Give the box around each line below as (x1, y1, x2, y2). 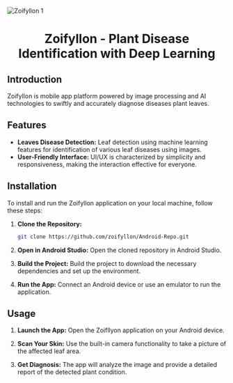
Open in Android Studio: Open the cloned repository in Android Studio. (17, 246, 222, 254)
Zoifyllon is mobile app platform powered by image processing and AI (7, 92, 207, 100)
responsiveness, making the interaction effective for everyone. (17, 160, 197, 169)
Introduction (7, 73, 63, 85)
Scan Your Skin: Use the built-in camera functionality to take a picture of (17, 340, 227, 348)
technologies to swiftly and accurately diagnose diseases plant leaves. (7, 100, 210, 107)
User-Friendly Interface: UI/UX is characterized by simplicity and (17, 153, 206, 161)
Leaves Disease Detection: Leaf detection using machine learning (17, 138, 209, 146)
